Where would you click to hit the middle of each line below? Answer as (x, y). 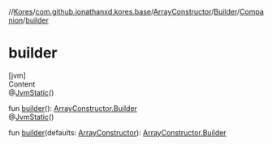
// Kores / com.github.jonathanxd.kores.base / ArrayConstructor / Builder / (124, 12)
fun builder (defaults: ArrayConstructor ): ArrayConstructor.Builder (117, 132)
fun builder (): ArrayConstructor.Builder (73, 108)
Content (22, 83)
